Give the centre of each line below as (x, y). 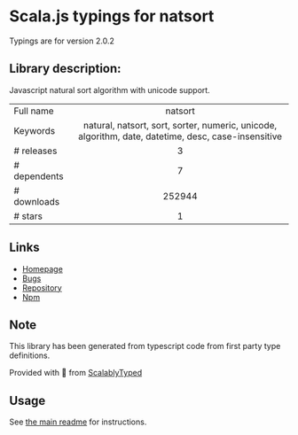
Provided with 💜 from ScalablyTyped (76, 373)
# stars (28, 216)
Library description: (65, 69)
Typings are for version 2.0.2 (62, 41)
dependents (39, 176)
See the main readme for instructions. (78, 422)
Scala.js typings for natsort (112, 16)
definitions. (30, 355)
